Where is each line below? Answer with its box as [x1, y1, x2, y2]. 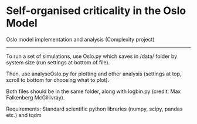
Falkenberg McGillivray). [6, 94, 65, 101]
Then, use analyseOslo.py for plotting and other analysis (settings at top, [6, 70, 182, 77]
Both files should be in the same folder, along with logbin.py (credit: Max [6, 88, 181, 95]
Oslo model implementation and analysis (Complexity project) [6, 36, 155, 43]
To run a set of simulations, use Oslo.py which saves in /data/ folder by [6, 53, 178, 60]
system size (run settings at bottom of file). [6, 58, 110, 66]
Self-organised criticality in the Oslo [6, 4, 186, 18]
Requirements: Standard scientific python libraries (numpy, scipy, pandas [6, 105, 183, 112]
